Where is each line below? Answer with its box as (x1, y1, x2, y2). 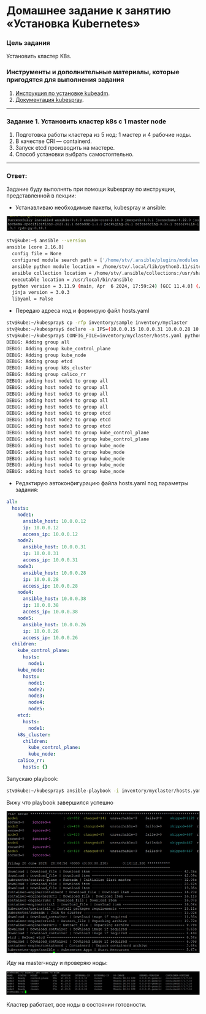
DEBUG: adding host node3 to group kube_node (6, 455, 124, 462)
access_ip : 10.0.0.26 (22, 634, 78, 641)
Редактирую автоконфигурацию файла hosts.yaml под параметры (15, 480, 189, 487)
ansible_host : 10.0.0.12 (22, 518, 86, 524)
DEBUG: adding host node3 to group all (6, 391, 109, 397)
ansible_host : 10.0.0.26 (22, 621, 86, 628)
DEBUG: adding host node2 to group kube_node (6, 449, 124, 455)
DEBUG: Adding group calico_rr (6, 372, 86, 378)
